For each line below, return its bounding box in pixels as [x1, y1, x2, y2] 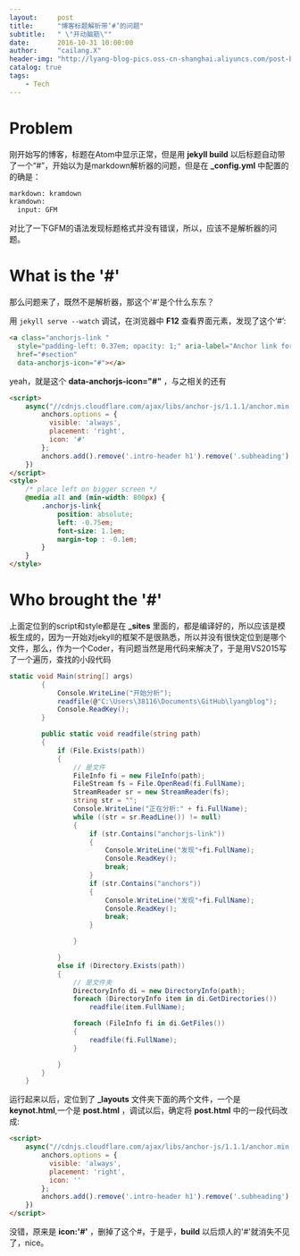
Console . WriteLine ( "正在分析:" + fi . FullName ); [72, 805, 248, 813]
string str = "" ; [72, 797, 138, 805]
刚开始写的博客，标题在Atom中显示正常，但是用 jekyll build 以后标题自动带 [9, 148, 286, 159]
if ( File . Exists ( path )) [56, 746, 146, 755]
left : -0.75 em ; [56, 518, 114, 527]
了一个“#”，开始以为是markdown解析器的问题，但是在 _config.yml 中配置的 [9, 160, 289, 171]
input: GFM [17, 206, 58, 215]
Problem [9, 118, 73, 139]
